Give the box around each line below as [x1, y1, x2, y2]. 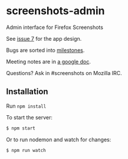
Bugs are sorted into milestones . [6, 46, 85, 54]
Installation [6, 87, 48, 97]
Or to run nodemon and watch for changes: [6, 136, 111, 143]
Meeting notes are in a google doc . [6, 58, 91, 65]
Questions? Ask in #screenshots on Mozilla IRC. [6, 69, 122, 76]
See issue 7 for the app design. [6, 35, 82, 42]
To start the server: [6, 113, 53, 121]
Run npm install [6, 102, 47, 109]
